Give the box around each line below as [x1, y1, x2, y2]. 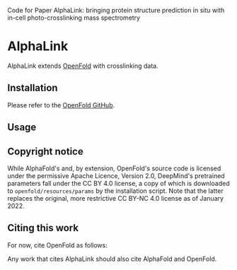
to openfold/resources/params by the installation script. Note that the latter [7, 187, 224, 195]
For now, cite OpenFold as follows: [7, 240, 108, 250]
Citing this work [7, 222, 79, 234]
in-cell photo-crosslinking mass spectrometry [7, 13, 140, 22]
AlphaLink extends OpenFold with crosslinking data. [7, 61, 158, 70]
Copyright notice [7, 145, 83, 158]
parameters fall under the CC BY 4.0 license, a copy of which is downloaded [7, 179, 230, 187]
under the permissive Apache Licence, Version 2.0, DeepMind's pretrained [7, 171, 225, 180]
